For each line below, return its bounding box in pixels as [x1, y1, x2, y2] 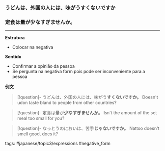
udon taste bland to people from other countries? [17, 100, 117, 106]
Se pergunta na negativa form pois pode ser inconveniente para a [12, 69, 145, 75]
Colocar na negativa [12, 44, 53, 50]
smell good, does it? [17, 131, 58, 137]
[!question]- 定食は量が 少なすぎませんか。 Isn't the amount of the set [17, 110, 157, 116]
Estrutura [5, 35, 25, 41]
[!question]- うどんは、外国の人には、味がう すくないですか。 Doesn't [17, 94, 158, 100]
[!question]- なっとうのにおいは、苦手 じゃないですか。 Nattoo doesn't [17, 126, 160, 131]
